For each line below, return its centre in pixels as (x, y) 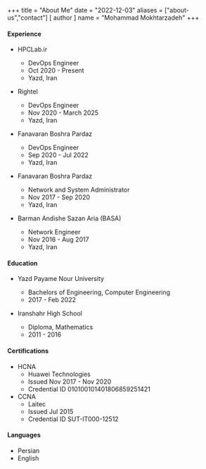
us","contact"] (27, 18)
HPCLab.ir (32, 49)
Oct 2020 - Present (56, 70)
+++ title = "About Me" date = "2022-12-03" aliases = (85, 10)
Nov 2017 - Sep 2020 (59, 197)
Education (22, 263)
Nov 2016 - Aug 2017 (58, 239)
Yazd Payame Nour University (60, 279)
